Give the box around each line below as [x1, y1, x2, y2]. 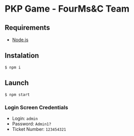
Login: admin [12, 115, 38, 121]
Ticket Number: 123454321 [12, 126, 66, 132]
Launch [5, 79, 29, 87]
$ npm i [5, 64, 21, 70]
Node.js [12, 37, 29, 43]
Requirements [5, 23, 50, 32]
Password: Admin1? [12, 120, 52, 127]
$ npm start [5, 92, 30, 97]
